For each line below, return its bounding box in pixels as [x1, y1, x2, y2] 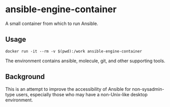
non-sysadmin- [132, 86, 164, 92]
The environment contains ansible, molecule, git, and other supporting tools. [5, 58, 165, 64]
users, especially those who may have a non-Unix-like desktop [16, 91, 148, 97]
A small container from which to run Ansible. [5, 20, 98, 26]
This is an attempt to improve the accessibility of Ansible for [5, 86, 131, 92]
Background [5, 72, 45, 81]
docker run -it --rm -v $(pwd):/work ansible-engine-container [5, 48, 143, 54]
